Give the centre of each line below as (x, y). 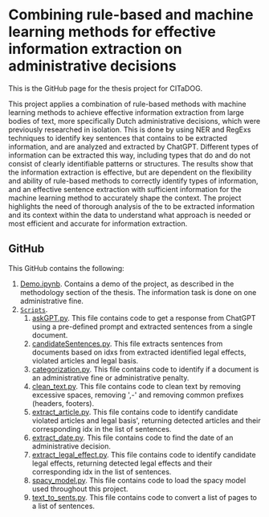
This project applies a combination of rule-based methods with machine (127, 104)
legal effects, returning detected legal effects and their (122, 463)
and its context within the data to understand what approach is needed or (130, 215)
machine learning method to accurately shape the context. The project (125, 198)
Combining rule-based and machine (131, 15)
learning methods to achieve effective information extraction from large (126, 112)
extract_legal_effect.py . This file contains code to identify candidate (144, 454)
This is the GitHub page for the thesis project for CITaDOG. (106, 88)
